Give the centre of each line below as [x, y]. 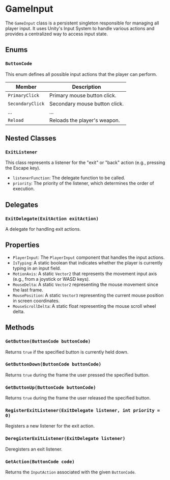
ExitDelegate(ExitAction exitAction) [52, 219]
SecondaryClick [26, 103]
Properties [22, 245]
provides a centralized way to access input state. [56, 34]
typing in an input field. [37, 268]
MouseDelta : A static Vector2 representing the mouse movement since [86, 284]
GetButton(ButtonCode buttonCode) [48, 341]
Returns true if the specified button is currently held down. [67, 352]
